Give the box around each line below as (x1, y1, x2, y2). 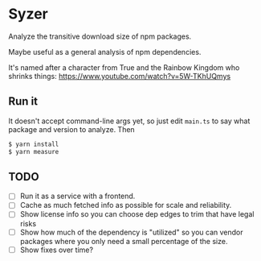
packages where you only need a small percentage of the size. (19, 236, 228, 246)
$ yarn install (8, 140, 59, 148)
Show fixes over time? (19, 245, 94, 255)
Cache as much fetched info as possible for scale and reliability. (19, 201, 232, 210)
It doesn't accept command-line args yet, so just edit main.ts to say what (8, 116, 251, 126)
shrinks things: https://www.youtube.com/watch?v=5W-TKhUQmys (8, 71, 231, 81)
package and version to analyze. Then (8, 124, 135, 134)
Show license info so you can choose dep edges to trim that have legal (19, 209, 255, 219)
